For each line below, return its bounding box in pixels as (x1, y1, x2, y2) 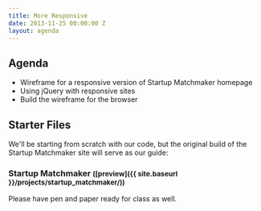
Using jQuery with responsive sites (19, 86, 136, 96)
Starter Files (8, 118, 71, 132)
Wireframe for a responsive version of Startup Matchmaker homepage (19, 78, 253, 87)
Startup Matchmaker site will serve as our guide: (8, 148, 169, 157)
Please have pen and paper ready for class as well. (8, 194, 177, 204)
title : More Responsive (8, 11, 88, 20)
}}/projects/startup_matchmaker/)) (8, 177, 125, 187)
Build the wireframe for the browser (19, 95, 138, 104)
